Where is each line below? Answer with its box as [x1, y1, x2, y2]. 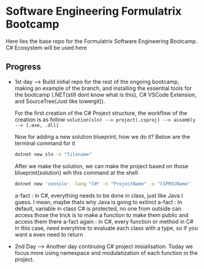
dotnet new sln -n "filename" [14, 151, 93, 157]
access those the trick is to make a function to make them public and [14, 211, 189, 218]
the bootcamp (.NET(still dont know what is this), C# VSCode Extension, [14, 90, 197, 98]
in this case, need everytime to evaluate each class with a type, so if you [14, 224, 198, 232]
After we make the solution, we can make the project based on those [14, 162, 189, 169]
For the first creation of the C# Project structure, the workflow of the [14, 109, 187, 117]
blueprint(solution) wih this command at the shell [14, 169, 138, 176]
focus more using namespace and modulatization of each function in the [14, 249, 198, 256]
